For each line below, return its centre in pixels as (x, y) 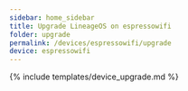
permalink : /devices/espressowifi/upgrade (90, 43)
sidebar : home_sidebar (52, 18)
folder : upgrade (40, 34)
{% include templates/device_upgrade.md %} (94, 77)
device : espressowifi (50, 51)
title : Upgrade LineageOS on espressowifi (90, 26)
